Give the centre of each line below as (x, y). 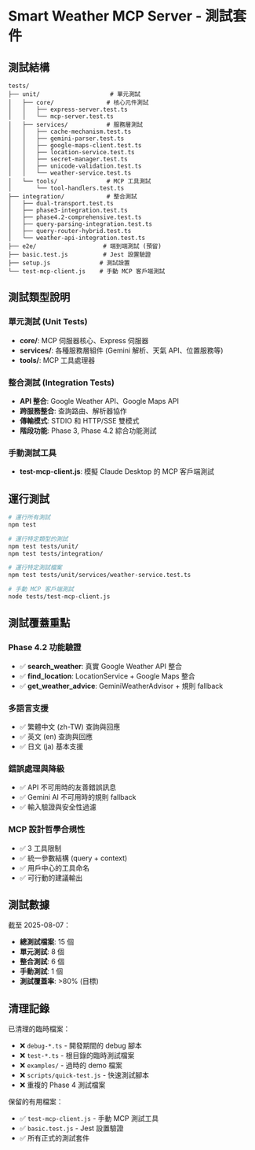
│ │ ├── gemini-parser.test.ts (66, 139)
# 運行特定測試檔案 (35, 568)
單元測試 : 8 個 (42, 952)
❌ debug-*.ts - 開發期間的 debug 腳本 (81, 1046)
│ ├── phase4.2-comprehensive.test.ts (75, 217)
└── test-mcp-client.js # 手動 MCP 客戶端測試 (87, 272)
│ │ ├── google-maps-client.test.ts (75, 146)
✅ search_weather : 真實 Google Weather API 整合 (101, 666)
